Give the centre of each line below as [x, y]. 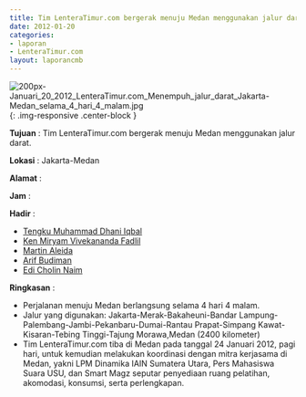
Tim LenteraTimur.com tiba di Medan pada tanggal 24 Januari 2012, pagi [159, 344]
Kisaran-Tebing [51, 334]
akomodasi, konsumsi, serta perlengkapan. [103, 383]
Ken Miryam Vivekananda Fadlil [82, 241]
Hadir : [22, 214]
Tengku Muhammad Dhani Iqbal [82, 231]
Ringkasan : [32, 287]
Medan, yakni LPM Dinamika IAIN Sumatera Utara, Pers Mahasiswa [148, 363]
